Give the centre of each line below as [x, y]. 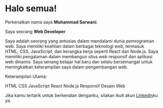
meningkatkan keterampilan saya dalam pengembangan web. [66, 67]
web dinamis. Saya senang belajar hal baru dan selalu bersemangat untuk [79, 62]
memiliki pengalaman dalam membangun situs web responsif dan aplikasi [79, 56]
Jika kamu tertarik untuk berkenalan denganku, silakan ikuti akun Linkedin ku [81, 95]
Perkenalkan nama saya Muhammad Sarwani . [52, 22]
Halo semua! [31, 9]
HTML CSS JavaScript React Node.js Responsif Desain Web [65, 86]
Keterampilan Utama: [26, 76]
